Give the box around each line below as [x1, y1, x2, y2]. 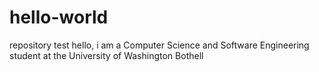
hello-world [9, 6, 109, 29]
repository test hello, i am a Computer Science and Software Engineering [9, 39, 310, 51]
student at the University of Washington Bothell [9, 49, 204, 61]
